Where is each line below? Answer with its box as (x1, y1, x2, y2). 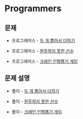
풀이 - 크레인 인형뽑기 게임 (11, 109, 62, 115)
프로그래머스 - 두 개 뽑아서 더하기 (11, 38, 75, 43)
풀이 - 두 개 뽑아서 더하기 (11, 88, 60, 94)
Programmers (4, 3, 62, 14)
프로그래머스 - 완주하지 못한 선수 (11, 48, 74, 54)
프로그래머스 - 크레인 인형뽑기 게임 (11, 58, 78, 64)
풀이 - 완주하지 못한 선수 (11, 98, 58, 104)
